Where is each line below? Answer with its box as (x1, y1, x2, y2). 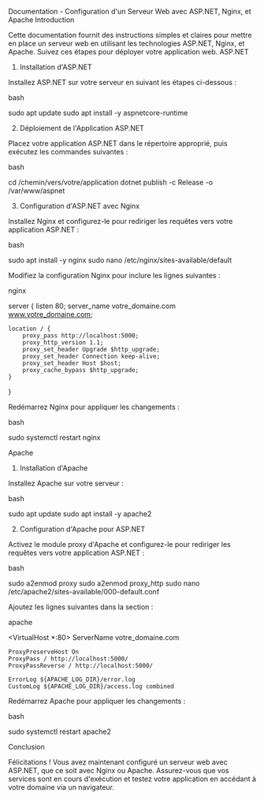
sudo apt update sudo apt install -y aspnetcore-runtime (8, 108, 188, 117)
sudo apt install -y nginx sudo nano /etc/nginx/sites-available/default (8, 255, 232, 265)
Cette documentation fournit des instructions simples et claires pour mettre (8, 31, 252, 39)
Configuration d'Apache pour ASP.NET (19, 524, 146, 534)
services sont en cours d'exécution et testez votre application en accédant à (8, 774, 257, 783)
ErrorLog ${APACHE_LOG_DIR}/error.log (8, 675, 136, 683)
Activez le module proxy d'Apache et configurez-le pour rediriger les (8, 540, 231, 549)
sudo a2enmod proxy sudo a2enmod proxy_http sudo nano (8, 579, 200, 588)
